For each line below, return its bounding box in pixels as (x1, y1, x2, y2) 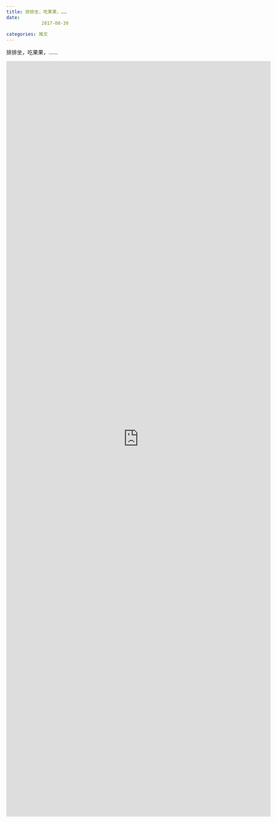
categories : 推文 (6, 31, 48, 37)
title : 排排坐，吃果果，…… (6, 8, 67, 15)
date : (6, 15, 20, 21)
